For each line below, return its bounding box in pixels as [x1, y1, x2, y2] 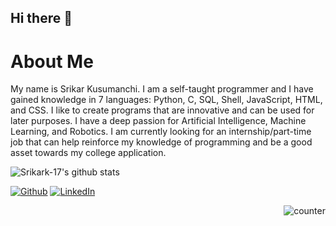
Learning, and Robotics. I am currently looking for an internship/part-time [10, 126, 312, 138]
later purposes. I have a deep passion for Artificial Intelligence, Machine [10, 115, 307, 127]
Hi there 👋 [10, 10, 73, 27]
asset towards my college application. [10, 147, 167, 159]
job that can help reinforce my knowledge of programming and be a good [10, 136, 313, 148]
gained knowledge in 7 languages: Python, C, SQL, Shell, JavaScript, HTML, [10, 94, 323, 106]
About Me [10, 50, 94, 73]
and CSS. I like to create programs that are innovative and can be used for [10, 104, 315, 116]
